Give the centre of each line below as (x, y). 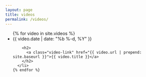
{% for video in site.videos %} (44, 34)
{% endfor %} (26, 70)
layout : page (19, 10)
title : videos (20, 15)
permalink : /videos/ (27, 19)
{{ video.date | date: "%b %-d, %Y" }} (52, 39)
